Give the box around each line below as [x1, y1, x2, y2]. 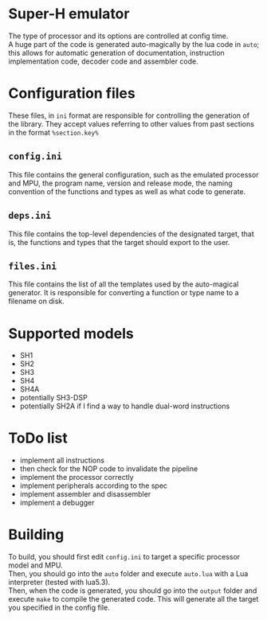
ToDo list [8, 429, 68, 447]
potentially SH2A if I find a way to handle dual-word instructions [19, 401, 230, 411]
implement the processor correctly [19, 473, 134, 482]
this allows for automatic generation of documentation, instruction [8, 48, 225, 57]
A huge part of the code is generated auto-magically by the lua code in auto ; [8, 39, 260, 49]
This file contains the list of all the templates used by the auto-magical [8, 279, 239, 289]
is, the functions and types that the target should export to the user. [8, 237, 230, 247]
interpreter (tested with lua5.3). [8, 578, 111, 587]
